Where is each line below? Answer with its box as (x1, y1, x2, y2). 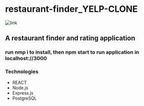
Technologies (5, 68, 38, 75)
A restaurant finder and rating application (5, 34, 136, 42)
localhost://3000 (5, 55, 47, 62)
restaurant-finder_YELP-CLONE (5, 3, 138, 15)
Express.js (12, 90, 34, 96)
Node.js (12, 85, 29, 91)
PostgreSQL (12, 95, 37, 101)
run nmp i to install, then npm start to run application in (5, 49, 140, 56)
